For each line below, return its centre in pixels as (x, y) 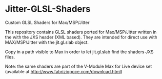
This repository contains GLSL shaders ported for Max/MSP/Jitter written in (81, 32)
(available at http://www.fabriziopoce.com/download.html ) (64, 71)
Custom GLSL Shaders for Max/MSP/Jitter (47, 22)
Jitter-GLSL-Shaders (48, 9)
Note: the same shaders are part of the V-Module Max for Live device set (79, 66)
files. (10, 57)
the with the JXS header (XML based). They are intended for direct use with (81, 37)
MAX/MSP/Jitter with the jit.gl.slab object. (47, 42)
